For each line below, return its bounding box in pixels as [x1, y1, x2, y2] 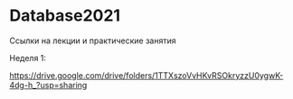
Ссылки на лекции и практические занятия [9, 35, 176, 46]
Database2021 [9, 5, 120, 26]
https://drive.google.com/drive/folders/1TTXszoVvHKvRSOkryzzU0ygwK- [9, 69, 284, 81]
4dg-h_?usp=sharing [9, 79, 88, 90]
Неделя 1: [9, 52, 47, 63]
